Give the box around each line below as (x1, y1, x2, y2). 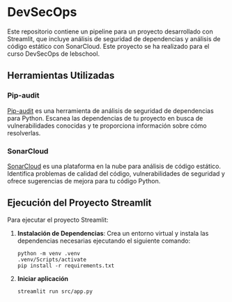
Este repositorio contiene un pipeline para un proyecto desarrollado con (7, 27, 214, 36)
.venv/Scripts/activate (17, 256, 87, 263)
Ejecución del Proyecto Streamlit (7, 197, 152, 209)
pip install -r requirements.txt (17, 262, 115, 269)
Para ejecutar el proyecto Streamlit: (7, 216, 109, 224)
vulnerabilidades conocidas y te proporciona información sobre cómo (7, 121, 207, 130)
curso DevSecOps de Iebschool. (7, 50, 100, 58)
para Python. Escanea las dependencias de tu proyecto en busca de (7, 114, 203, 122)
